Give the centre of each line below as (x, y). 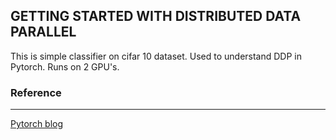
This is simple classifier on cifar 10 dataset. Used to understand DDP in (156, 56)
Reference (36, 92)
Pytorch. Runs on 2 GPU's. (65, 66)
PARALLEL (43, 32)
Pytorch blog (37, 124)
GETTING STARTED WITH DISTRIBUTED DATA (156, 16)
